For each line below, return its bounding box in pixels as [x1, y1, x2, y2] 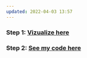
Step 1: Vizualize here [6, 28, 70, 36]
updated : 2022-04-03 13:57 [6, 8, 73, 15]
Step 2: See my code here [6, 44, 82, 52]
